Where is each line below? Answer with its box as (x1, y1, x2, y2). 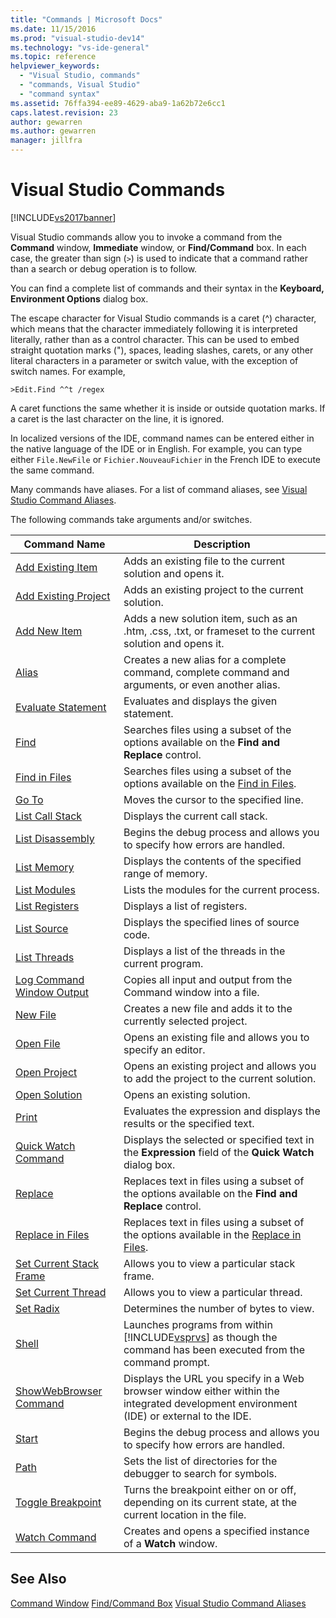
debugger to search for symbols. (123, 1466, 277, 1480)
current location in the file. (123, 1507, 247, 1521)
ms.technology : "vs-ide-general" (10, 42, 150, 53)
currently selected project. (123, 1014, 248, 1028)
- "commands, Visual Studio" (19, 80, 141, 90)
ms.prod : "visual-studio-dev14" (10, 33, 145, 43)
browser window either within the (123, 1384, 280, 1398)
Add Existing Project (15, 589, 111, 603)
